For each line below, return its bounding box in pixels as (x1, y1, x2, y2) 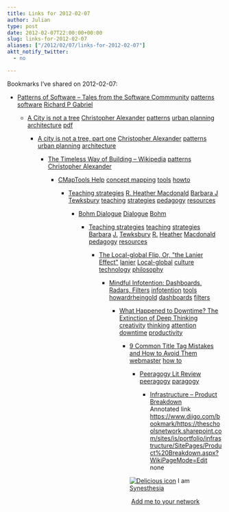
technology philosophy (99, 265, 164, 274)
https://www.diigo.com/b (149, 412, 221, 420)
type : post (7, 23, 38, 30)
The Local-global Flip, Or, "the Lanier (99, 250, 204, 258)
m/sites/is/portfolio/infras (149, 434, 221, 442)
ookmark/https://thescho (149, 419, 221, 427)
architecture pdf (27, 121, 73, 129)
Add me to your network (131, 497, 200, 505)
